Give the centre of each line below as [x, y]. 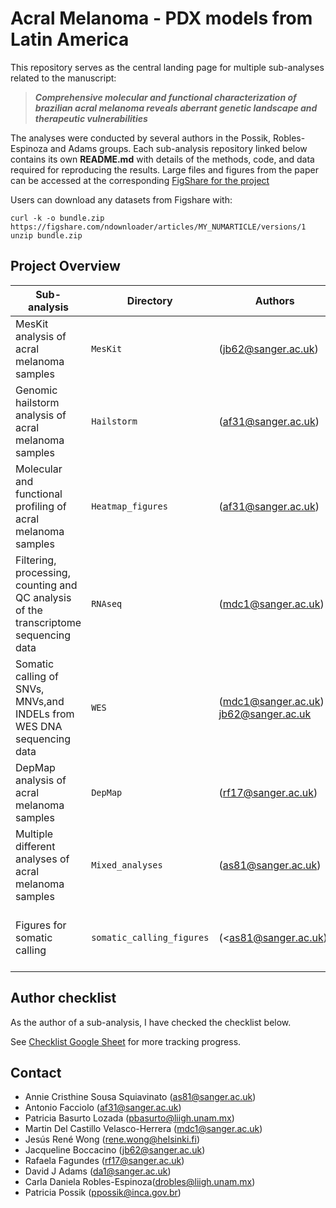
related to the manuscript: [63, 78]
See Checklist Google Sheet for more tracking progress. [126, 1041]
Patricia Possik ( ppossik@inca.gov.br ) [103, 1193]
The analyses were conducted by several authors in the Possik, [141, 138]
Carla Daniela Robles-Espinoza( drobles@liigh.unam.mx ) [140, 1182]
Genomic [36, 390]
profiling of [41, 506]
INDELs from [45, 714]
